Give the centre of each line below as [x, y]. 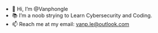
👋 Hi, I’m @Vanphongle [40, 9]
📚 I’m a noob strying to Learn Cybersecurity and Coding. [82, 15]
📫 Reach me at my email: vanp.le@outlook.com [70, 24]
